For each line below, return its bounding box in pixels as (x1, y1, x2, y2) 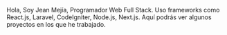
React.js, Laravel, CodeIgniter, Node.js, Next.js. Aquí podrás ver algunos (6, 13, 212, 21)
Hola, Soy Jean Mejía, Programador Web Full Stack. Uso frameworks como (6, 6, 220, 14)
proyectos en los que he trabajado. (6, 21, 106, 28)
